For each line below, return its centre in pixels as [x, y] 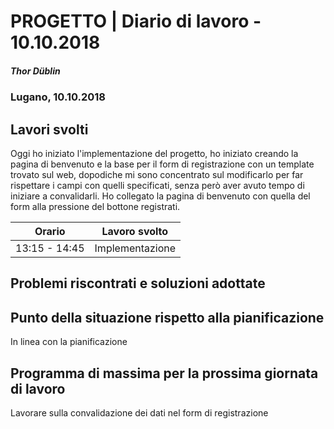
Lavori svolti [49, 129]
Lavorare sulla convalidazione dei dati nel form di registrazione [139, 412]
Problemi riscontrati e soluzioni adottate [138, 283]
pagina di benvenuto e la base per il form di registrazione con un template [162, 164]
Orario [50, 231]
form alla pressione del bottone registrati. [95, 206]
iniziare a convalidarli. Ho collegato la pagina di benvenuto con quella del [160, 196]
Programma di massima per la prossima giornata [164, 373]
